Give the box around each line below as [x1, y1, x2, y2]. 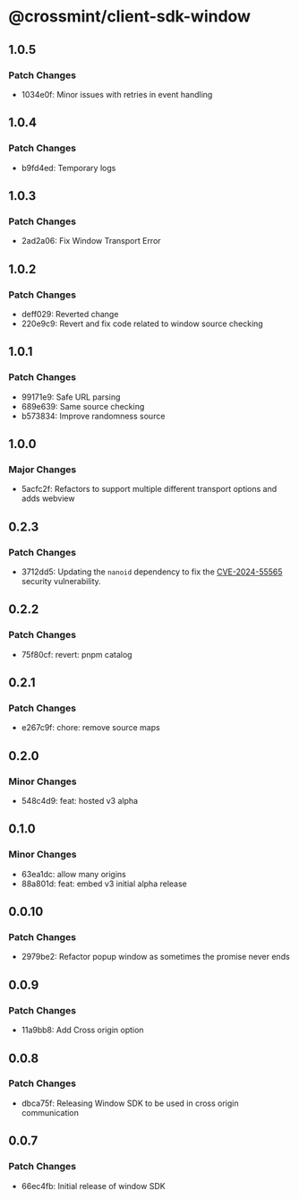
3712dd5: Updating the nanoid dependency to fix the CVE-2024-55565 [21, 566, 283, 577]
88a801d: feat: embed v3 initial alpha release [21, 878, 187, 889]
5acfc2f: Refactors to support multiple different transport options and [21, 484, 278, 495]
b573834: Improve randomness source [21, 410, 166, 421]
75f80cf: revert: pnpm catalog [21, 649, 132, 660]
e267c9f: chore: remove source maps [21, 722, 160, 733]
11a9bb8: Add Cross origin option [21, 1024, 144, 1036]
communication [21, 1107, 80, 1117]
